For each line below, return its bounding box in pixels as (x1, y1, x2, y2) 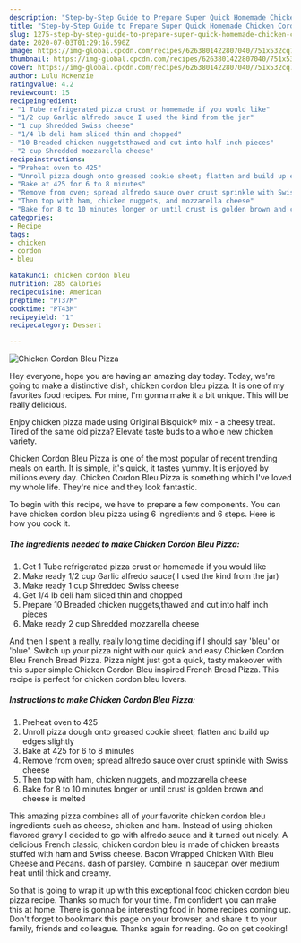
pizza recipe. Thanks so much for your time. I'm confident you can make (9, 895, 277, 905)
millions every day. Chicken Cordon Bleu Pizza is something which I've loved (9, 472, 293, 483)
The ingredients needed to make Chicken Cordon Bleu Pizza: (9, 539, 240, 549)
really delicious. (9, 400, 67, 411)
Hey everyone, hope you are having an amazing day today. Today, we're (9, 371, 276, 382)
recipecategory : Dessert (9, 321, 102, 330)
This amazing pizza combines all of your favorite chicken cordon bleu (9, 810, 266, 821)
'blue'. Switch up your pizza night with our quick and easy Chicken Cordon (9, 645, 285, 656)
